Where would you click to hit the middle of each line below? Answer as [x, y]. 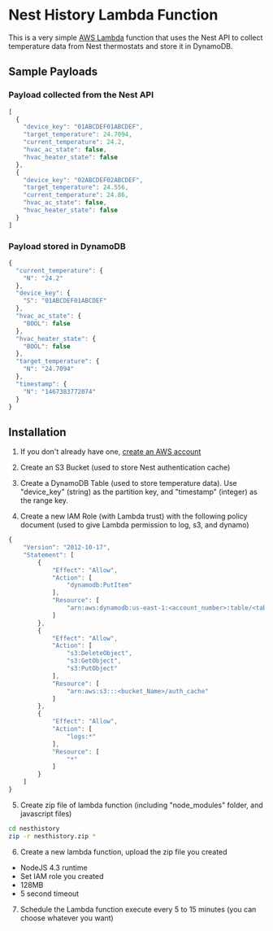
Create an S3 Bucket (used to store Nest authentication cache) [125, 468]
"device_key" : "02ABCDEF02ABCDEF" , [83, 180]
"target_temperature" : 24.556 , [76, 188]
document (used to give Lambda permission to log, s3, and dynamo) [134, 525]
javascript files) [46, 813]
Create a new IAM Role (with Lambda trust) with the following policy [134, 516]
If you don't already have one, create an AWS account [110, 452]
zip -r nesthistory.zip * [52, 836]
